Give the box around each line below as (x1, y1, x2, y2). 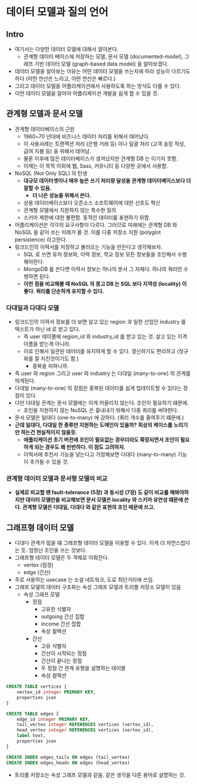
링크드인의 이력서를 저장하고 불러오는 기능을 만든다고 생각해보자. (14, 243, 163, 251)
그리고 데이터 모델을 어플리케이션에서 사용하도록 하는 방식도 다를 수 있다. (14, 83, 181, 89)
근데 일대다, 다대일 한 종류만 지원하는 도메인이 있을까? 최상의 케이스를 (14, 421, 173, 429)
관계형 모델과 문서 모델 (6, 108, 84, 118)
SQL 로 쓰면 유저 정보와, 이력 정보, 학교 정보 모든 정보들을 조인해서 (23, 251, 176, 258)
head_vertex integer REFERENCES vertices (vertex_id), (16, 727, 154, 733)
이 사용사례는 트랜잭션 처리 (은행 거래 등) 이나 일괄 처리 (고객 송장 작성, (23, 140, 186, 147)
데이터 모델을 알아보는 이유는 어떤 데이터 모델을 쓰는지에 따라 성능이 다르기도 (14, 68, 191, 74)
